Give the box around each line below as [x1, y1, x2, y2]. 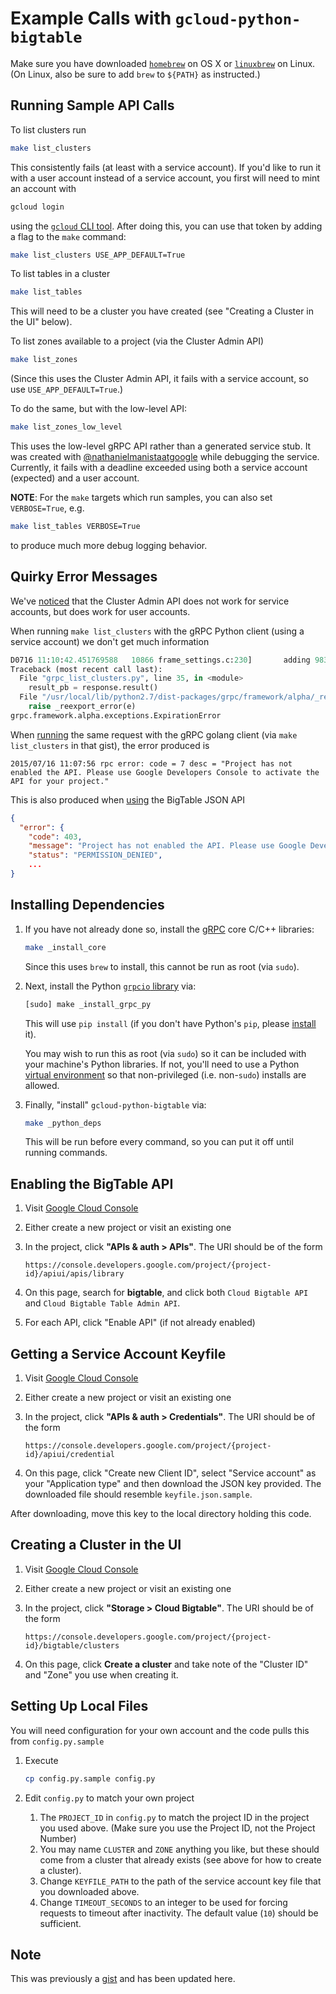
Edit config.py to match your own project [24, 1792, 195, 1804]
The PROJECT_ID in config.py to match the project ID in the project [39, 1811, 310, 1823]
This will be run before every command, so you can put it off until [24, 1136, 294, 1148]
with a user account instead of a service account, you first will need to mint [10, 172, 320, 184]
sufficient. [39, 1917, 82, 1929]
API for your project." [10, 776, 110, 786]
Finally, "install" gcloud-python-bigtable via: [24, 1098, 207, 1111]
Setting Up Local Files [10, 1698, 149, 1715]
